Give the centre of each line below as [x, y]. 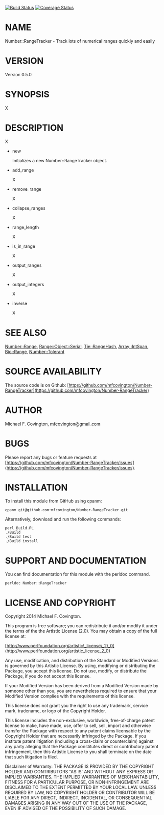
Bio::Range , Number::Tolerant [35, 351]
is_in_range [24, 246]
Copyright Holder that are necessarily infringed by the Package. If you [76, 736]
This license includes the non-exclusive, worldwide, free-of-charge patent [80, 721]
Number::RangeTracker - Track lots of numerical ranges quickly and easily [80, 41]
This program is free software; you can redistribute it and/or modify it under [82, 626]
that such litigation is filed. [32, 757]
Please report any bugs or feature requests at [51, 457]
